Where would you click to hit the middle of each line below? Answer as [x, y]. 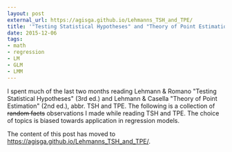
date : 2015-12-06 [32, 33]
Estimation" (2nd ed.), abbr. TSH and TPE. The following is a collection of [111, 106]
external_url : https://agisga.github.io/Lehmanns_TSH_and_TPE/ [100, 20]
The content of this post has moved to [61, 134]
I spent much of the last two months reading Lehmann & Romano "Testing [112, 91]
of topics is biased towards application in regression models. [94, 120]
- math [17, 46]
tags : [15, 39]
